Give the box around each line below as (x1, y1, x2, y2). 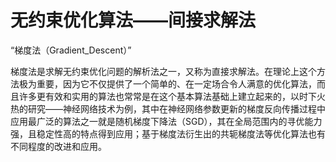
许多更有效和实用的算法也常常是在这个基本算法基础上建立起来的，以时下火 (18, 90, 326, 102)
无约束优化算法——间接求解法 (10, 9, 257, 32)
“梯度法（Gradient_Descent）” (10, 44, 132, 56)
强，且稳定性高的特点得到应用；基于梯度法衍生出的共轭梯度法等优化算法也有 (10, 127, 326, 140)
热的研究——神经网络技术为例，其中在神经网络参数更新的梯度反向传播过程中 (10, 102, 326, 115)
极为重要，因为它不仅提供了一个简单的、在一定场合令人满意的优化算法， (18, 77, 317, 90)
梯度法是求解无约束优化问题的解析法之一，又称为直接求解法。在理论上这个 (10, 65, 317, 77)
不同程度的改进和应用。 (10, 140, 107, 152)
